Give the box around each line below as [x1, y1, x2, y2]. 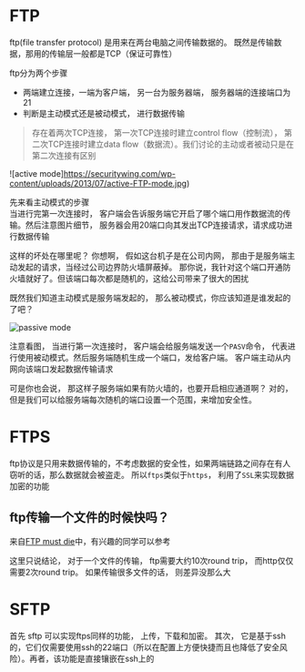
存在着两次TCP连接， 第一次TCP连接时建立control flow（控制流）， [31, 127, 282, 137]
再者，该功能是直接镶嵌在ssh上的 [28, 653, 155, 664]
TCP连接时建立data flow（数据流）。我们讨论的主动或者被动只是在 [47, 138, 294, 149]
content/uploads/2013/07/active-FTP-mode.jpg [9, 178, 188, 188]
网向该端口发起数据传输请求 [9, 363, 114, 374]
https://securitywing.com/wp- [63, 168, 176, 178]
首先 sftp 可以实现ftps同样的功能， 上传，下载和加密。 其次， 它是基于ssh [9, 630, 287, 641]
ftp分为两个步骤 [9, 67, 68, 78]
